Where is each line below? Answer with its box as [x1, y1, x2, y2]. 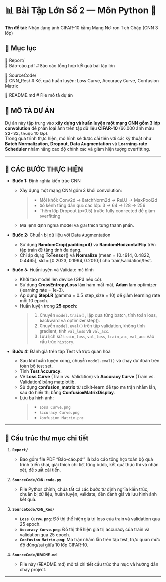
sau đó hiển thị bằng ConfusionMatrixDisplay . [19, 390, 115, 396]
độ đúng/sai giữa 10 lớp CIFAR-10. [19, 542, 89, 548]
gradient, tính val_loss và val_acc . [39, 328, 110, 334]
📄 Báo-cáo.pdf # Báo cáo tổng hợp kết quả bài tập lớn [5, 62, 115, 68]
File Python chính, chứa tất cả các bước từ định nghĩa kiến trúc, [19, 486, 149, 492]
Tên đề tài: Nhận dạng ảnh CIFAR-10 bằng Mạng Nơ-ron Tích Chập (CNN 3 [5, 24, 158, 31]
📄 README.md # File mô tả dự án [5, 92, 73, 98]
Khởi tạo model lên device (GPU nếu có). [19, 276, 103, 283]
